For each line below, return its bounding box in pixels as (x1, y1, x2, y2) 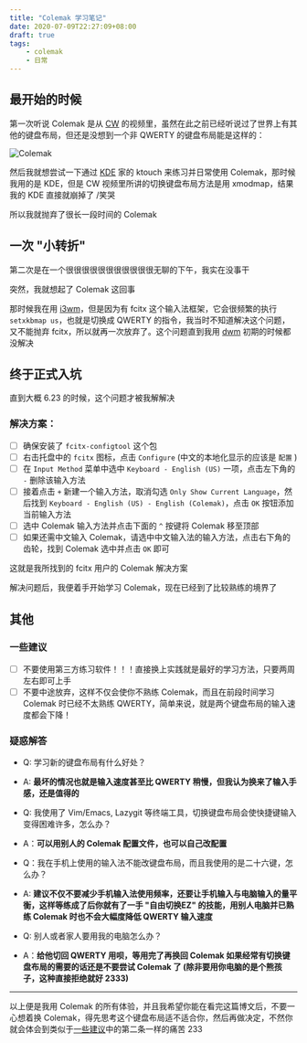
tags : (9, 38, 30, 48)
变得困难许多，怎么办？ (22, 819, 111, 830)
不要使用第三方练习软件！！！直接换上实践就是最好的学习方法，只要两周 (22, 664, 295, 675)
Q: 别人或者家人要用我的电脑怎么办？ (22, 931, 163, 942)
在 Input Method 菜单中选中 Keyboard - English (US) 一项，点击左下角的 (22, 463, 296, 474)
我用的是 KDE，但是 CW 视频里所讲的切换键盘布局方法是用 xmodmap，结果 (9, 177, 294, 188)
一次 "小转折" (9, 239, 87, 254)
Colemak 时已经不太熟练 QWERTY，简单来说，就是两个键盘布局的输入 (22, 697, 288, 708)
